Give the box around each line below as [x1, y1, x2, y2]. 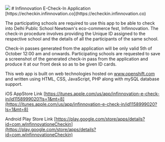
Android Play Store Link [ [5, 116, 56, 122]
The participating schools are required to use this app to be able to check [5, 20, 155, 26]
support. [5, 81, 23, 87]
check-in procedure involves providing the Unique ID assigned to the [5, 31, 146, 36]
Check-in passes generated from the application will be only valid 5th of [5, 45, 152, 51]
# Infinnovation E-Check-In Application [11, 5, 91, 11]
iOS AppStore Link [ [5, 91, 46, 97]
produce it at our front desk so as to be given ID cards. [5, 61, 117, 67]
